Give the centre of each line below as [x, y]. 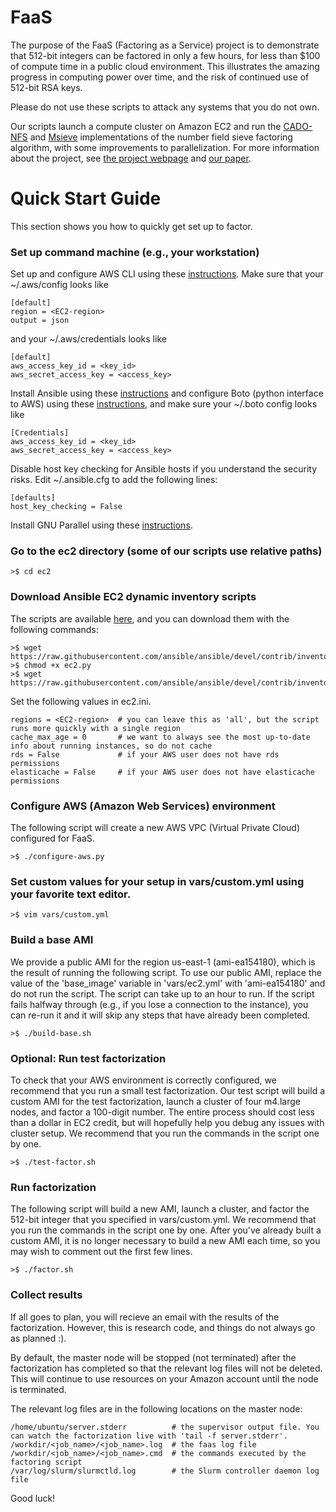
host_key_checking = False [66, 507]
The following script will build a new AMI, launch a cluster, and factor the [160, 1209]
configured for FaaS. [52, 838]
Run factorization [53, 1187]
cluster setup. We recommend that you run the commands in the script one [165, 1133]
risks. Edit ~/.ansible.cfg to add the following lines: [114, 480]
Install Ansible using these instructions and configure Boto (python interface [167, 393]
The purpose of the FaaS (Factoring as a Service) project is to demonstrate [165, 45]
